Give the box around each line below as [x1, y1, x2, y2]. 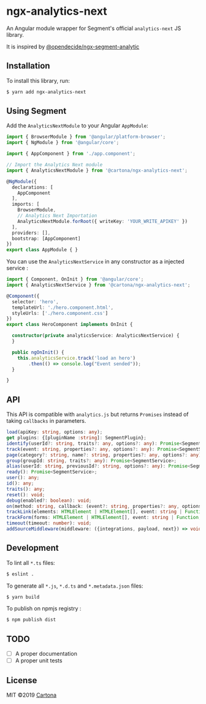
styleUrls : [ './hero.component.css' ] [12, 310, 109, 316]
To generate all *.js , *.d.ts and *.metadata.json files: [6, 582, 143, 589]
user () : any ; [6, 475, 40, 481]
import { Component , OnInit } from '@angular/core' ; [6, 276, 144, 282]
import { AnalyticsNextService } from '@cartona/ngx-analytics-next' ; [6, 282, 191, 289]
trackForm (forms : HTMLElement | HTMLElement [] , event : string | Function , [6, 515, 202, 521]
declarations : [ [12, 184, 53, 191]
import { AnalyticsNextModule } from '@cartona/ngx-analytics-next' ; [6, 167, 188, 173]
